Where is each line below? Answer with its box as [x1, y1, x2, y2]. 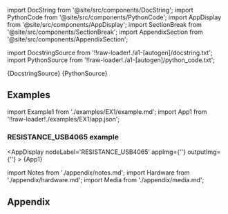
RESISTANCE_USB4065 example [7, 132, 119, 142]
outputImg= [187, 148, 221, 156]
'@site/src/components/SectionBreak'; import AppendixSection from [7, 28, 204, 36]
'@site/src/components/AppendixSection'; [7, 35, 129, 43]
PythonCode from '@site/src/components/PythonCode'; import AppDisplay [7, 13, 222, 21]
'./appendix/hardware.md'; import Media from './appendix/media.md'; [7, 176, 205, 184]
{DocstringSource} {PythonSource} [7, 69, 108, 77]
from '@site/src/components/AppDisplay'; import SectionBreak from [7, 21, 202, 28]
